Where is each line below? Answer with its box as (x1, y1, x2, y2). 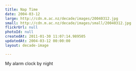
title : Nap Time (5, 7, 38, 12)
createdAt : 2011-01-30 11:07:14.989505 (5, 34, 86, 39)
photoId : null (5, 29, 34, 34)
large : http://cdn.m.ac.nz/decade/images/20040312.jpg (5, 16, 119, 21)
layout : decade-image (5, 43, 49, 48)
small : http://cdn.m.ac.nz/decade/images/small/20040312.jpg (5, 20, 132, 26)
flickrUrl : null (5, 25, 38, 30)
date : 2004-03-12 (5, 12, 40, 16)
